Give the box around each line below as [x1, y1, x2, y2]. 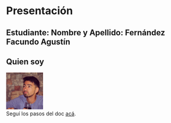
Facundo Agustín [6, 36, 71, 46]
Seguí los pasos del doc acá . [6, 110, 77, 117]
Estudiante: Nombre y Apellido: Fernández [6, 28, 166, 38]
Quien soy [6, 56, 44, 67]
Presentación [6, 4, 73, 18]
